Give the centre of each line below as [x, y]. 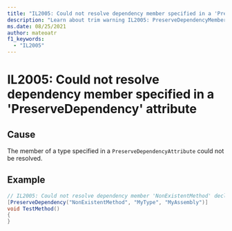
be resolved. [25, 158]
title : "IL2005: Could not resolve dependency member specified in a [109, 13]
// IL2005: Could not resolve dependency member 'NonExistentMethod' [109, 196]
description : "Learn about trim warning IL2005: [78, 20]
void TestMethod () [33, 209]
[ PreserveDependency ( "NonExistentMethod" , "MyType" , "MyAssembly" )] [108, 202]
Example [26, 180]
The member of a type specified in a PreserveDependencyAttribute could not [116, 151]
